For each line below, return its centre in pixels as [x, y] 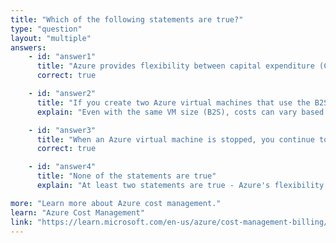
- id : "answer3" [62, 130]
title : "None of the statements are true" [126, 176]
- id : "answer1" [62, 57]
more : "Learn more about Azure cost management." [116, 203]
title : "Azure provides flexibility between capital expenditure [175, 66]
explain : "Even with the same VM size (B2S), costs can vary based [180, 112]
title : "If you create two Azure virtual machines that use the [173, 102]
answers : [28, 47]
